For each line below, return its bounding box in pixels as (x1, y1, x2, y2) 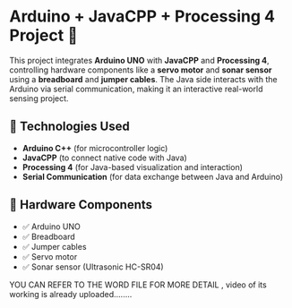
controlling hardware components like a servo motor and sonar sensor (9, 64, 272, 75)
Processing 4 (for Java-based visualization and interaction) (21, 161, 244, 172)
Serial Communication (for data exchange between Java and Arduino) (21, 171, 284, 182)
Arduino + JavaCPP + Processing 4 (9, 6, 276, 27)
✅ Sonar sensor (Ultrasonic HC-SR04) (21, 261, 164, 272)
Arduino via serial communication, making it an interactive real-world (9, 83, 263, 94)
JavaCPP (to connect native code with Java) (21, 152, 188, 163)
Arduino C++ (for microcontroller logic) (21, 142, 168, 153)
